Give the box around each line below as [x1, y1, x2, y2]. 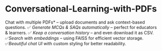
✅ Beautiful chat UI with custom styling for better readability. [5, 40, 126, 46]
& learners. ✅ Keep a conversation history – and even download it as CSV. [5, 30, 154, 36]
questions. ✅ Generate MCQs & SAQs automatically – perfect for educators [5, 24, 157, 30]
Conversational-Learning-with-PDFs [5, 3, 157, 14]
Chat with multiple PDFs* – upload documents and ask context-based [5, 19, 145, 25]
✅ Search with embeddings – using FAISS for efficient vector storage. [5, 35, 144, 41]
